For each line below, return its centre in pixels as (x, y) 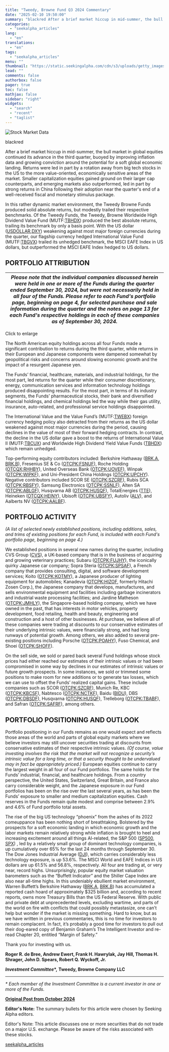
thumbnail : (17, 66)
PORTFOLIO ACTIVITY (41, 517)
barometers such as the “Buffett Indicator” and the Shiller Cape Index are (81, 876)
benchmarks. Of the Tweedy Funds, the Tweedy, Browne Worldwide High (81, 215)
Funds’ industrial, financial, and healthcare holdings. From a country (76, 775)
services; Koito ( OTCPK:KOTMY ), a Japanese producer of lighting (73, 576)
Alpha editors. (20, 1014)
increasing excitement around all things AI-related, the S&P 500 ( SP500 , (80, 838)
